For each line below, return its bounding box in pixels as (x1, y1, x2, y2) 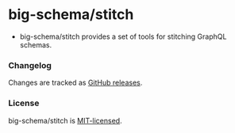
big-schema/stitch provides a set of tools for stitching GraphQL (19, 32, 227, 41)
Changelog (8, 59, 52, 70)
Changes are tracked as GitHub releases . (8, 78, 143, 88)
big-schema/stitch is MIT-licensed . (8, 116, 122, 125)
